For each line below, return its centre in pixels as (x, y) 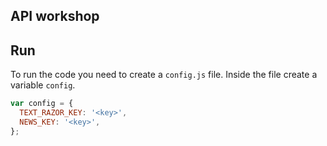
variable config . (43, 85)
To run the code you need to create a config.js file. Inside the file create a (164, 75)
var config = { (42, 104)
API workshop (55, 16)
